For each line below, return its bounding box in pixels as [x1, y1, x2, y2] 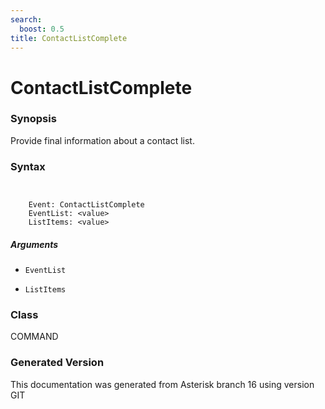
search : [10, 14, 43, 25]
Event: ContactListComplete [28, 200, 145, 210]
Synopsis [10, 112, 57, 126]
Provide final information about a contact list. [10, 134, 195, 146]
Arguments [10, 238, 59, 250]
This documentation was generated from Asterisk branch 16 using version [10, 378, 315, 390]
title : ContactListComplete [10, 33, 128, 43]
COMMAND [10, 331, 59, 343]
